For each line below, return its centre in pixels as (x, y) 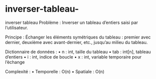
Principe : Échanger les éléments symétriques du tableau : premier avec (78, 37)
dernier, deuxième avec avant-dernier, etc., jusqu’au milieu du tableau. (77, 42)
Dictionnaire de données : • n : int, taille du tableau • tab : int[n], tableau (78, 52)
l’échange (15, 62)
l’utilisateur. (17, 27)
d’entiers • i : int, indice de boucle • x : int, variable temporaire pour (73, 57)
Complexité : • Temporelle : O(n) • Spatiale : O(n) (55, 71)
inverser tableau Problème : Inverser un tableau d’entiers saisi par (72, 22)
